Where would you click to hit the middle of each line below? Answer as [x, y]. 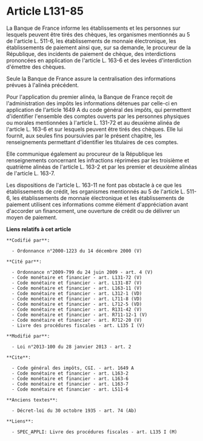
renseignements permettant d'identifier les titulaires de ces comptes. [92, 142]
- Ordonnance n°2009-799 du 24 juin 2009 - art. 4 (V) [82, 272]
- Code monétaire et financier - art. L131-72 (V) [77, 277]
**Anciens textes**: [32, 400]
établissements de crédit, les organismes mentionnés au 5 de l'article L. [96, 191]
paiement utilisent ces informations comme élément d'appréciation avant [97, 204]
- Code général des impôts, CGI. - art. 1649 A [73, 368]
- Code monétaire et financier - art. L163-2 [70, 373]
